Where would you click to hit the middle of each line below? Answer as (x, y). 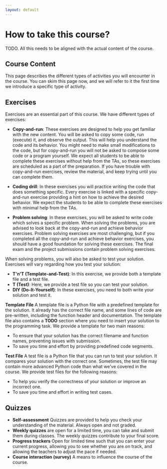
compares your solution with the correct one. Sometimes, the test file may (81, 361)
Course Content (30, 64)
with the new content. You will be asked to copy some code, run (78, 135)
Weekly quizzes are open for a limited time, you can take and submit (83, 430)
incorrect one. (27, 387)
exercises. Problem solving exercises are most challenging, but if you (83, 234)
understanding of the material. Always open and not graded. (74, 425)
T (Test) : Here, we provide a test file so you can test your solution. (80, 284)
